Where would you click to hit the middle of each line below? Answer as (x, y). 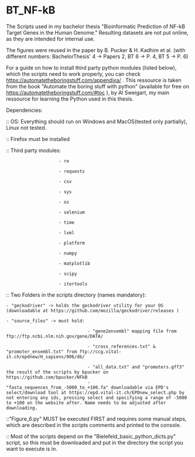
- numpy (68, 253)
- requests (71, 171)
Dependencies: (24, 110)
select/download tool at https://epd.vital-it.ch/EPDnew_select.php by (95, 393)
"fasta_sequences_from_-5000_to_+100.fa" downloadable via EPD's (87, 387)
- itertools (73, 284)
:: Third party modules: (34, 150)
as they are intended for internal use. (50, 39)
